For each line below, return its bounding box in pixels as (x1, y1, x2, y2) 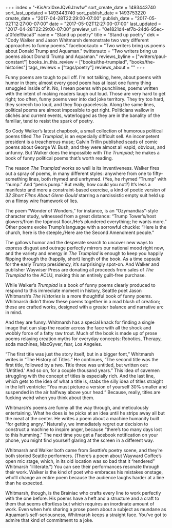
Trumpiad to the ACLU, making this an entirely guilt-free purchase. (5, 272, 146, 278)
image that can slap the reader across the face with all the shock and (5, 325, 151, 330)
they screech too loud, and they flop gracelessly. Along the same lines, (5, 102, 156, 107)
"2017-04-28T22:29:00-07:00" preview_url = (5, 26, 101, 32)
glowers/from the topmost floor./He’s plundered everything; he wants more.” (5, 219, 167, 225)
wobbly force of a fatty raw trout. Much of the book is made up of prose (5, 330, 158, 336)
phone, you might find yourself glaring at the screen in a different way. (5, 437, 154, 443)
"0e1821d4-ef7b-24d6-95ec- (102, 26, 164, 32)
